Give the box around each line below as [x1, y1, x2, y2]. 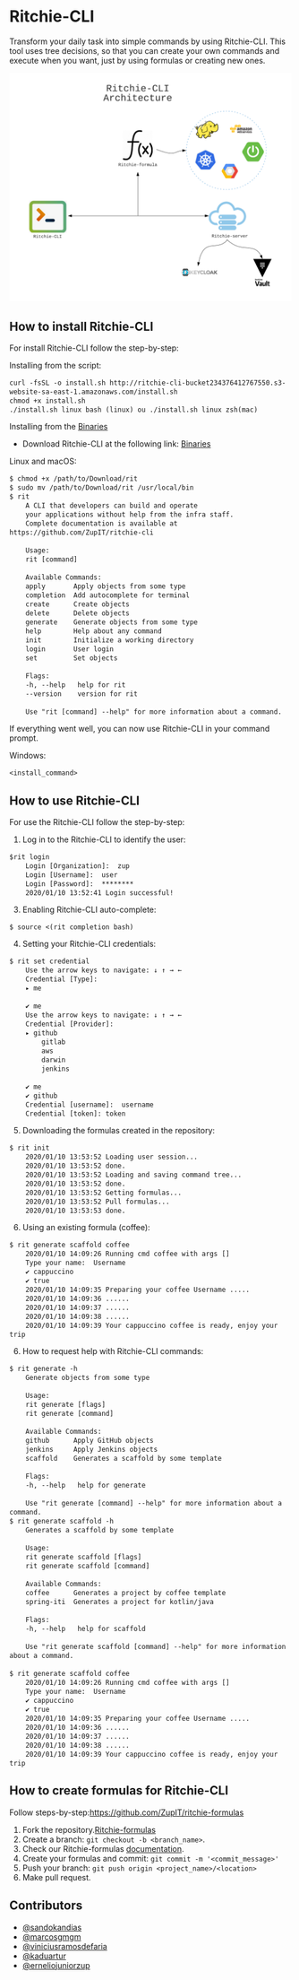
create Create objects [25, 600, 130, 609]
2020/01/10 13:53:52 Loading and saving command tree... [25, 1170, 243, 1180]
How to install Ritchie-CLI [9, 318, 154, 334]
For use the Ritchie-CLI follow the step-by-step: [9, 817, 185, 828]
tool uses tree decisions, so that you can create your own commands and [9, 45, 280, 56]
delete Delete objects [25, 609, 130, 618]
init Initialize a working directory [25, 636, 194, 645]
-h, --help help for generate [25, 1481, 146, 1490]
